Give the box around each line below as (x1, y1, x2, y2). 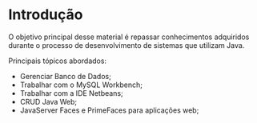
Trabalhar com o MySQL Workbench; (19, 80, 143, 89)
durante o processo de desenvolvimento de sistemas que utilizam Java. (8, 40, 245, 50)
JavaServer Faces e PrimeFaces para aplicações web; (19, 105, 199, 115)
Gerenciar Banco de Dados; (19, 71, 112, 81)
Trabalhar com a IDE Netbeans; (19, 88, 123, 97)
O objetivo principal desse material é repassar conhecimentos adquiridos (8, 32, 250, 42)
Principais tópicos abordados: (8, 56, 106, 65)
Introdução (8, 6, 83, 24)
